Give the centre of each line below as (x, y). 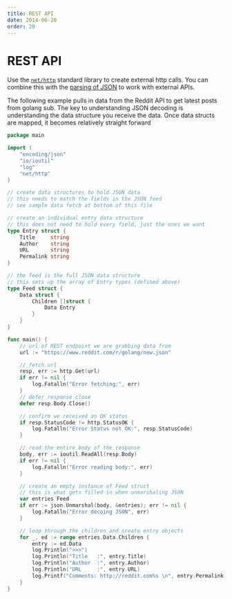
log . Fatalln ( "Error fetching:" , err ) (86, 384)
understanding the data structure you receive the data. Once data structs (111, 116)
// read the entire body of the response (80, 448)
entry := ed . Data (57, 544)
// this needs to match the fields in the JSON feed (85, 199)
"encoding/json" (43, 154)
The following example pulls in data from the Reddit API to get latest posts (112, 100)
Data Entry (60, 308)
